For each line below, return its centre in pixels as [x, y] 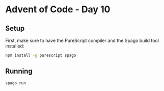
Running [19, 71]
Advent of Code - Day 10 [58, 9]
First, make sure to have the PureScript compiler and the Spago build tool [82, 40]
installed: [15, 46]
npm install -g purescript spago [41, 55]
